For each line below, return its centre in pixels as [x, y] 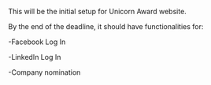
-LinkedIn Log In [35, 57]
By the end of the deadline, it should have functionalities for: [106, 26]
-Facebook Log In [37, 42]
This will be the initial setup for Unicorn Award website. [97, 11]
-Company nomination [44, 72]
